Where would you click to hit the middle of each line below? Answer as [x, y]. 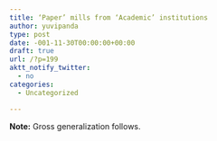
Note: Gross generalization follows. [75, 126]
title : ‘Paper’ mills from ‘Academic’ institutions [108, 18]
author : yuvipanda [44, 26]
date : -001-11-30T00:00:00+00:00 [72, 43]
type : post [30, 34]
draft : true [32, 51]
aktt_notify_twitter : [50, 68]
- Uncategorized [48, 93]
